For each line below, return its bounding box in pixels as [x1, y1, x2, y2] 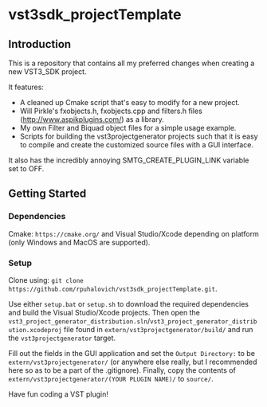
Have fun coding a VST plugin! [8, 389, 109, 399]
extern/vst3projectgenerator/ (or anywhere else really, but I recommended [8, 357, 257, 366]
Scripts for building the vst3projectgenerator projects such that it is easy [19, 131, 258, 141]
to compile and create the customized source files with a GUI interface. [19, 140, 253, 149]
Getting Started [8, 187, 87, 201]
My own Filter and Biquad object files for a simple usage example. [19, 123, 237, 132]
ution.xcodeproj [8, 326, 62, 334]
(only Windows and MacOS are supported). [8, 237, 151, 247]
